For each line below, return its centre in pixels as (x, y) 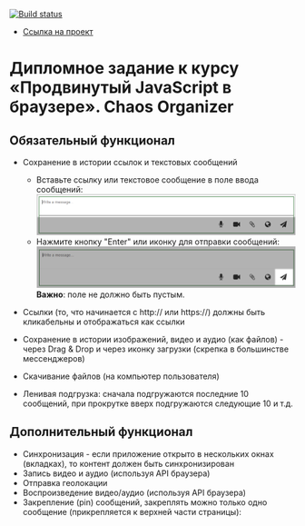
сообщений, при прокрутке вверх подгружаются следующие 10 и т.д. (157, 403)
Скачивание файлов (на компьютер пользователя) (121, 376)
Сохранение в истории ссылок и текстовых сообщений (130, 162)
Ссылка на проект (58, 31)
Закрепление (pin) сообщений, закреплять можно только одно (145, 502)
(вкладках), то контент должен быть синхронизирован (128, 463)
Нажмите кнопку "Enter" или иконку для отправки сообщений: (157, 242)
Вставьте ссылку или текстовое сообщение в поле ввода (147, 180)
